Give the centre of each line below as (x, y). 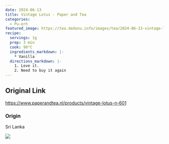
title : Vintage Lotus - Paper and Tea (46, 15)
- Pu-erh (19, 24)
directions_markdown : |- (36, 61)
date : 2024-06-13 (23, 10)
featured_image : (22, 29)
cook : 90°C (21, 47)
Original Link (26, 91)
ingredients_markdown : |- (37, 52)
